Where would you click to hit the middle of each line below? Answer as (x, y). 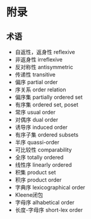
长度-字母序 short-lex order (49, 210)
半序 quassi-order (37, 142)
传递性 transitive (35, 75)
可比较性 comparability (43, 150)
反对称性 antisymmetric (44, 67)
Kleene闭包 (29, 195)
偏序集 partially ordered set (49, 97)
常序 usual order (35, 112)
